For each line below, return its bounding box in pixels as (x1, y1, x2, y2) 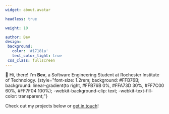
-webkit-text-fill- (118, 87, 153, 93)
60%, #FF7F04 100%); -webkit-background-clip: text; (5, 87, 118, 93)
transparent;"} (18, 93, 48, 99)
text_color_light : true (12, 53, 62, 58)
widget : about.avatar (5, 7, 51, 13)
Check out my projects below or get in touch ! (5, 102, 99, 108)
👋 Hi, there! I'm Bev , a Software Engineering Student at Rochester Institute (5, 71, 160, 78)
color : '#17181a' (12, 49, 49, 54)
